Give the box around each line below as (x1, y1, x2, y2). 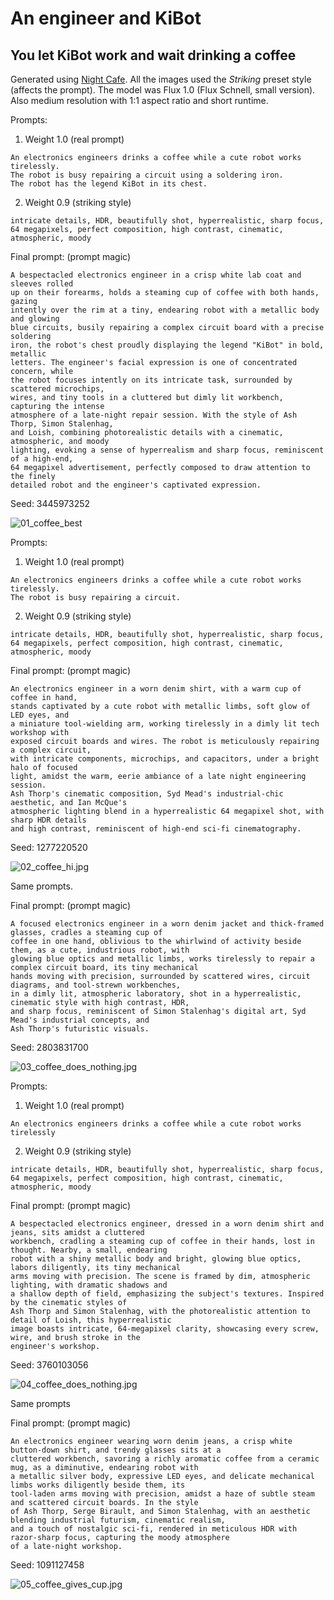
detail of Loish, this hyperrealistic (10, 1315, 172, 1325)
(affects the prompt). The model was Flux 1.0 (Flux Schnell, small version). (10, 84, 316, 96)
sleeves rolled (10, 279, 74, 289)
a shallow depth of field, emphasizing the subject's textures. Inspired (10, 1289, 325, 1299)
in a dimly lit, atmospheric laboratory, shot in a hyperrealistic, (10, 989, 302, 999)
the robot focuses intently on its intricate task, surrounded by (10, 375, 293, 385)
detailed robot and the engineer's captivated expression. (10, 480, 262, 490)
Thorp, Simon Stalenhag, (10, 419, 114, 429)
